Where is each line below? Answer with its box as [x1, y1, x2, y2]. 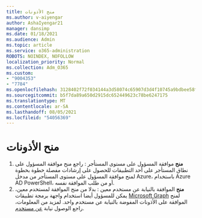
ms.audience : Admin [6, 37, 55, 43]
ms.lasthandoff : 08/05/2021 [6, 109, 77, 115]
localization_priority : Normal [6, 59, 85, 65]
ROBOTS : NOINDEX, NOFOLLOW [6, 53, 74, 59]
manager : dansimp [6, 25, 50, 32]
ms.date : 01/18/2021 [6, 31, 58, 37]
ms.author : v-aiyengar [6, 14, 63, 20]
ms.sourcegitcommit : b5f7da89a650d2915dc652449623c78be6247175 [6, 92, 168, 98]
